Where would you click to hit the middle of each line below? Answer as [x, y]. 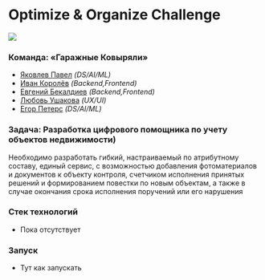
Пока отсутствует [50, 229]
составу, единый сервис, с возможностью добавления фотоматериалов [133, 165]
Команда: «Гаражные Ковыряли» [78, 57]
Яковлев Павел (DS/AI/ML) [65, 75]
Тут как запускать [51, 268]
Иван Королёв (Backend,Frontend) [78, 83]
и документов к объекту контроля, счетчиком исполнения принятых [126, 174]
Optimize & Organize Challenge [114, 15]
